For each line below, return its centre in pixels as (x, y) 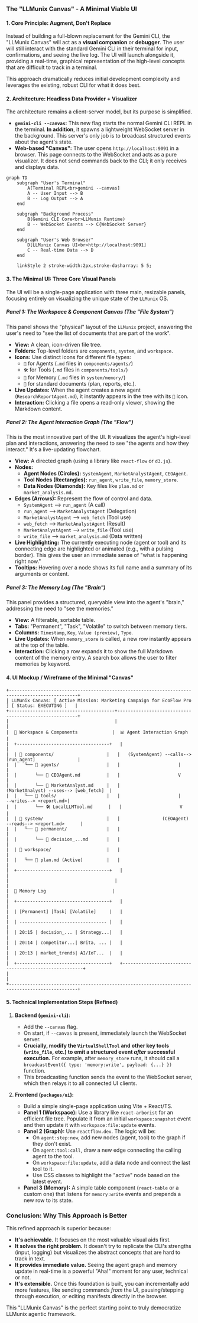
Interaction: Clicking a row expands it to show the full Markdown (94, 651)
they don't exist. (52, 1143)
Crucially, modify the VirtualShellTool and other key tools (96, 1045)
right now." (28, 561)
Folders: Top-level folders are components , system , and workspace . (94, 351)
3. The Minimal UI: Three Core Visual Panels (61, 279)
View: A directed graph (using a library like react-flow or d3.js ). (93, 461)
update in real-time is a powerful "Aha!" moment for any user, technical (101, 1271)
